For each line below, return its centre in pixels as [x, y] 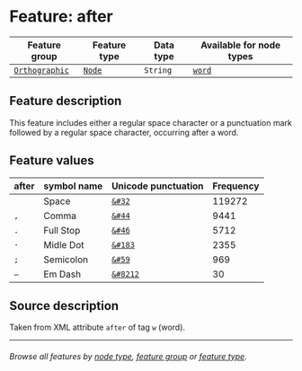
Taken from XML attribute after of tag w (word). [98, 327]
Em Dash [62, 274]
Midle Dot [64, 244]
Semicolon [66, 260]
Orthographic [42, 70]
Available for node [241, 45]
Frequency [236, 186]
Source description [64, 306]
